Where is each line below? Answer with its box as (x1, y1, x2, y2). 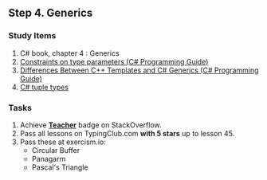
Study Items (8, 30, 57, 41)
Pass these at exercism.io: (19, 137, 106, 147)
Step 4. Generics (8, 6, 93, 20)
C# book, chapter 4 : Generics (19, 48, 120, 58)
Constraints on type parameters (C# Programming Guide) (19, 57, 209, 66)
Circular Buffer (31, 145, 80, 155)
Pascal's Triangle (31, 162, 89, 172)
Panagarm (31, 154, 66, 163)
